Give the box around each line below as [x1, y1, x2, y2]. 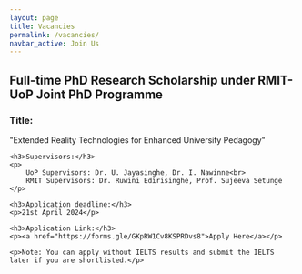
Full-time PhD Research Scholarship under [9, 72, 256, 87]
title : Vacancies [9, 22, 75, 31]
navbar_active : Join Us [9, 38, 100, 48]
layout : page [9, 13, 59, 23]
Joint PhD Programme [35, 86, 164, 102]
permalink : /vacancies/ [9, 30, 100, 39]
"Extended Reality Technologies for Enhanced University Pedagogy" [9, 134, 266, 146]
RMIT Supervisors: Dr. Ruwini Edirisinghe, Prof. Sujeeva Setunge [25, 176, 283, 185]
